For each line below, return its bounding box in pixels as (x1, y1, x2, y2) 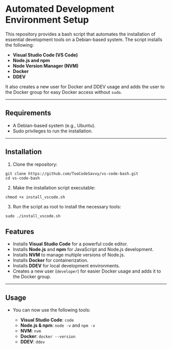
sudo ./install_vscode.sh (5, 214, 60, 219)
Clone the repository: (12, 161, 58, 167)
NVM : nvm (20, 328, 41, 334)
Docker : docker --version (20, 333, 76, 339)
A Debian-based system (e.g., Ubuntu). (12, 122, 96, 128)
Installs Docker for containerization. (12, 257, 89, 263)
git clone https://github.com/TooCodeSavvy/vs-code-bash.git (5, 171, 139, 176)
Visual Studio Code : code (20, 317, 74, 323)
